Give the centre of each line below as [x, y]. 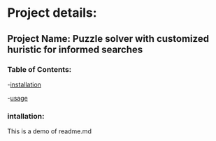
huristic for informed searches [75, 49]
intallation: [26, 116]
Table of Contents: [39, 69]
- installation [24, 84]
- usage [17, 98]
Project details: [52, 13]
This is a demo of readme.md [50, 131]
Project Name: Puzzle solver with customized [108, 39]
